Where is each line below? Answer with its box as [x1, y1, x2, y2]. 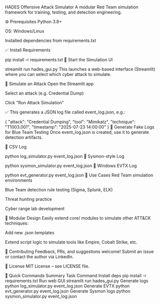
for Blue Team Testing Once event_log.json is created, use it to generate [5, 129, 149, 135]
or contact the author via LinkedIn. [5, 254, 74, 260]
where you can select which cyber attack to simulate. [5, 72, 112, 77]
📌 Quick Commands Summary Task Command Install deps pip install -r [5, 273, 146, 278]
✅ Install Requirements [5, 47, 51, 53]
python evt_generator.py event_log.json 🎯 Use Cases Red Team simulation [5, 172, 154, 178]
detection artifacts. [5, 134, 43, 140]
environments [5, 177, 32, 183]
